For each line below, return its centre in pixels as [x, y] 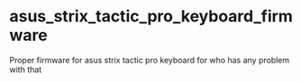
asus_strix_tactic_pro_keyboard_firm [151, 16]
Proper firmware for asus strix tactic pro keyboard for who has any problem [150, 60]
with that [26, 70]
